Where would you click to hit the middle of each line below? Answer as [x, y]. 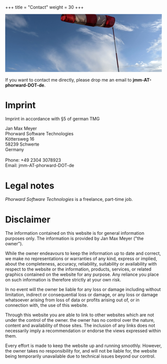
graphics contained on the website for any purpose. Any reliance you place [82, 274]
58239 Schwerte [22, 144]
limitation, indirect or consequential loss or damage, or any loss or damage [82, 295]
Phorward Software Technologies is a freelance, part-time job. [69, 199]
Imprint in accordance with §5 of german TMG [52, 119]
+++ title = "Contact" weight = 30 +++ [44, 7]
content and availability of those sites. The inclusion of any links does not [80, 326]
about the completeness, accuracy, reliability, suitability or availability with [81, 264]
